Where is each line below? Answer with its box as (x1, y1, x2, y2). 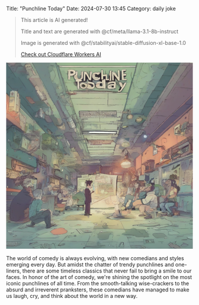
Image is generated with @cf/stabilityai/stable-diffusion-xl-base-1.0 (20, 40, 187, 46)
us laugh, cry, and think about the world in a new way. (6, 293, 138, 299)
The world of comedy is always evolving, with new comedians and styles (6, 255, 185, 262)
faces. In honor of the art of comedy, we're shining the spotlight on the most (6, 274, 192, 280)
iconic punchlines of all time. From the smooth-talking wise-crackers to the (6, 280, 190, 287)
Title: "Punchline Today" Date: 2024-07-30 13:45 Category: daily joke (6, 5, 176, 12)
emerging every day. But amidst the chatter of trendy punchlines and (6, 261, 174, 268)
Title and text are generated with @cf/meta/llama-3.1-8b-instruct (20, 28, 179, 35)
